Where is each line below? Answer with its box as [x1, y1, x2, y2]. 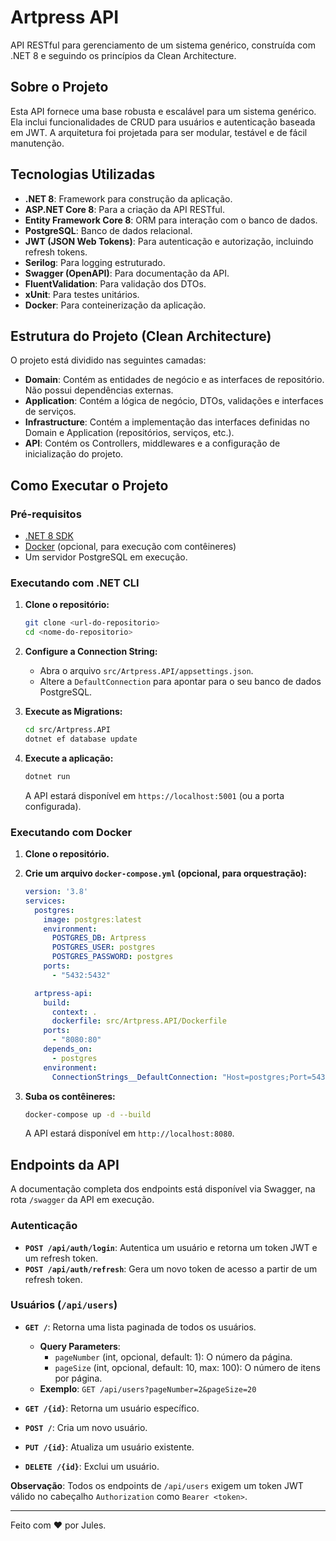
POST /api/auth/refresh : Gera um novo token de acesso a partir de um [24, 1262, 318, 1275]
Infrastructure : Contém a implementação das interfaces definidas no [24, 416, 310, 428]
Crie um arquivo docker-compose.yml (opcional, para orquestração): [24, 867, 307, 880]
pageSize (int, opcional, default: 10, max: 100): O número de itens [54, 1361, 321, 1373]
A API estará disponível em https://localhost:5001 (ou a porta [24, 789, 285, 801]
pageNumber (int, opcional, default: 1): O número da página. [54, 1351, 293, 1363]
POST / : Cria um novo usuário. [24, 1421, 148, 1433]
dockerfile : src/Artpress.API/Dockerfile [51, 1016, 227, 1026]
